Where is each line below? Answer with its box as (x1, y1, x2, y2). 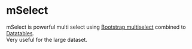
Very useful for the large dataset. (6, 36, 88, 43)
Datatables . (6, 29, 35, 36)
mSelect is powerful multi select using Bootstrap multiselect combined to (6, 23, 187, 30)
